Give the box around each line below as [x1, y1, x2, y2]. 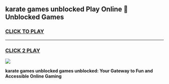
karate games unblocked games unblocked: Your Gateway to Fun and [5, 67, 153, 73]
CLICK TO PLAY [5, 28, 44, 35]
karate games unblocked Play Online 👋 [5, 5, 128, 14]
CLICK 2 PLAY [5, 47, 40, 54]
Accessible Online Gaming [5, 73, 62, 79]
